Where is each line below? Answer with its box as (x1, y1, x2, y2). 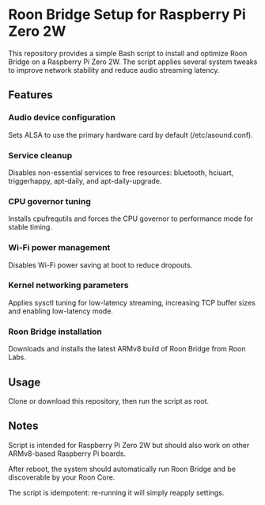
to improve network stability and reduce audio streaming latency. (8, 65, 220, 74)
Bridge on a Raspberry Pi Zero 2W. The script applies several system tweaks (8, 57, 258, 66)
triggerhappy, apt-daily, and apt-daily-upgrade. (8, 176, 162, 185)
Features (8, 89, 53, 102)
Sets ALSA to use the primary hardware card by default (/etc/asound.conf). (8, 130, 253, 139)
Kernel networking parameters (8, 279, 129, 290)
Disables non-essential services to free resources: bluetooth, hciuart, (8, 168, 234, 177)
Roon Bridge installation (8, 326, 103, 337)
